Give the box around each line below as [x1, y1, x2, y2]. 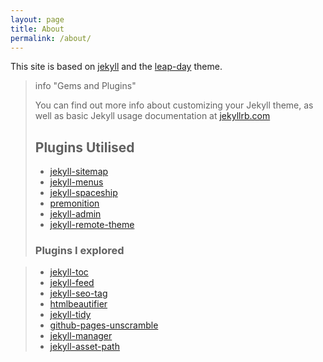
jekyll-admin [49, 208, 102, 220]
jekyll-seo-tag [49, 287, 108, 300]
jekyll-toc [49, 266, 89, 278]
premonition [49, 197, 100, 210]
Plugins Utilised [34, 139, 135, 156]
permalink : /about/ [10, 33, 92, 43]
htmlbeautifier [49, 298, 108, 310]
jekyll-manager [49, 330, 113, 342]
